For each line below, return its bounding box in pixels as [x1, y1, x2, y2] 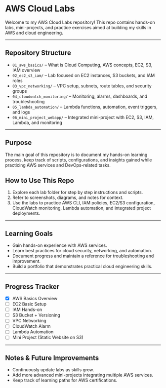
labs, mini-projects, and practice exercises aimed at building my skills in [5, 24, 152, 30]
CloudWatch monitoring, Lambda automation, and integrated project [12, 205, 151, 211]
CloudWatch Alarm [12, 323, 51, 329]
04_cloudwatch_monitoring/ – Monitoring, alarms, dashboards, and [12, 93, 147, 99]
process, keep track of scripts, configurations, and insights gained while [5, 156, 152, 163]
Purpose [5, 139, 32, 147]
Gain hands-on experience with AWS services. [12, 242, 107, 248]
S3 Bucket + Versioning [12, 312, 61, 318]
